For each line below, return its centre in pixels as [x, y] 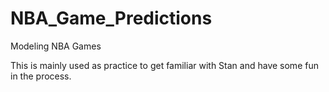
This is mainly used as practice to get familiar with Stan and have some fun [164, 65]
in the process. [41, 76]
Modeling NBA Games [56, 46]
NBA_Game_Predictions [111, 18]
